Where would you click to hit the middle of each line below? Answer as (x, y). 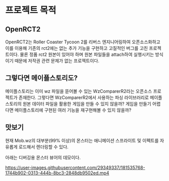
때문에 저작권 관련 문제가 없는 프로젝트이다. (57, 61)
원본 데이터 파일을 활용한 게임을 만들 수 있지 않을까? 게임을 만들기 (87, 104)
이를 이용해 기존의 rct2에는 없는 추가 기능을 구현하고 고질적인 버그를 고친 (76, 48)
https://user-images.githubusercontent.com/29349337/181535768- (75, 167)
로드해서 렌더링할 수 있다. (44, 147)
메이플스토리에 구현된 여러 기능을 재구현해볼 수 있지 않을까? (73, 110)
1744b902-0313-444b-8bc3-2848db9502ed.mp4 (57, 173)
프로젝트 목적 (31, 10)
